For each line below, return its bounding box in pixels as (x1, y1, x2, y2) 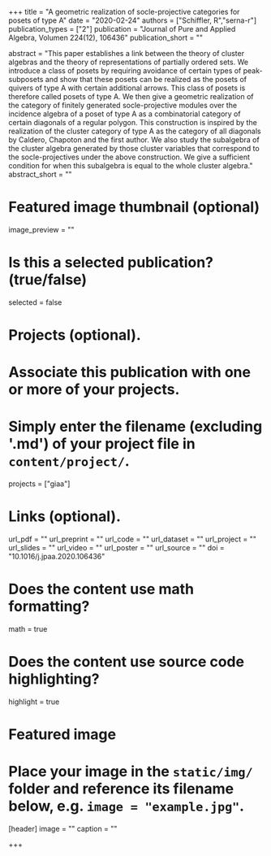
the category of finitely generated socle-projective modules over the (8, 101, 238, 110)
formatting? (8, 597, 90, 616)
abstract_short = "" (8, 170, 72, 179)
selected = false (8, 297, 62, 307)
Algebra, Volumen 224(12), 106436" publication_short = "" (8, 33, 204, 42)
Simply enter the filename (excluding (8, 418, 263, 436)
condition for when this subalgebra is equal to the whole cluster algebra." (8, 161, 253, 170)
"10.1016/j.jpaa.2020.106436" (8, 552, 105, 562)
